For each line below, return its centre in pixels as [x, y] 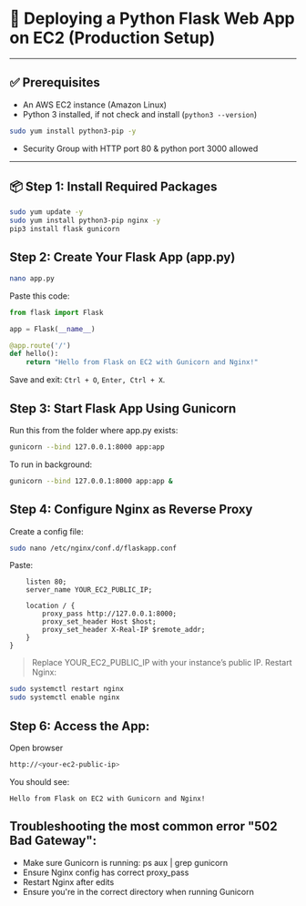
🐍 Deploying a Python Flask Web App [153, 19]
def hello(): [34, 354]
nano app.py [32, 278]
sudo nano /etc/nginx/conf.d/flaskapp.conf [93, 548]
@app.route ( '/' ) [40, 345]
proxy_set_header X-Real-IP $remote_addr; [124, 630]
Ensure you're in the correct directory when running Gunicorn [138, 891]
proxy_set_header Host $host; [99, 622]
